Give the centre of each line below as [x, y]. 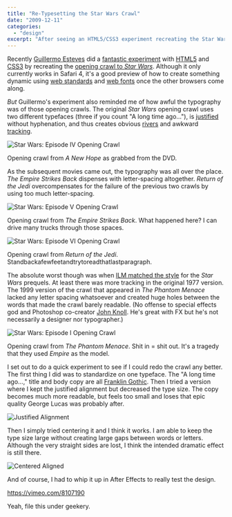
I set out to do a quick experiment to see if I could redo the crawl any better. [115, 367]
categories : [24, 26]
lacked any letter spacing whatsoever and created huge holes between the [113, 298]
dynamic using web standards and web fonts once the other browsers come [116, 81]
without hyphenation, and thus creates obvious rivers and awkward [103, 124]
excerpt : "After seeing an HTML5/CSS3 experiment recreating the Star [111, 39]
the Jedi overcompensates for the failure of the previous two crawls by [108, 186]
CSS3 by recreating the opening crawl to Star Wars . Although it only [104, 66]
